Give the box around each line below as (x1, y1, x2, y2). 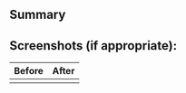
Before (14, 65, 44, 78)
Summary (9, 7, 66, 23)
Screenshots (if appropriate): (9, 38, 178, 53)
